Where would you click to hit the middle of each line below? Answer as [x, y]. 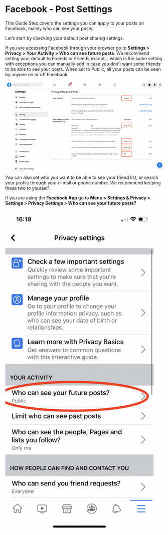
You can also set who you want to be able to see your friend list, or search [82, 177]
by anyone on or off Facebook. [37, 74]
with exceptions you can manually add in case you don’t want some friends [83, 64]
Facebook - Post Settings [59, 9]
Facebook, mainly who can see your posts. [49, 28]
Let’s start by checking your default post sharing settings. [65, 38]
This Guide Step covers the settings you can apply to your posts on [75, 23]
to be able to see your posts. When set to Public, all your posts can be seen [83, 69]
